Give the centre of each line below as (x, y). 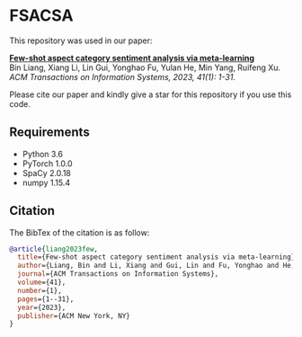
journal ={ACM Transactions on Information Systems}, (118, 274)
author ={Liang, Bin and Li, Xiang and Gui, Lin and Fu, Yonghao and (148, 266)
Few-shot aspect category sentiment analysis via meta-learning (132, 58)
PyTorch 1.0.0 (48, 164)
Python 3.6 (42, 154)
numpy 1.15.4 (46, 182)
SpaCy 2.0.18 (47, 173)
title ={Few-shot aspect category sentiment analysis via (126, 257)
